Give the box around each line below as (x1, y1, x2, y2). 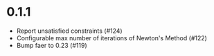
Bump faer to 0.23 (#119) (16, 41, 87, 49)
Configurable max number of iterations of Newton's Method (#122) (16, 33, 207, 42)
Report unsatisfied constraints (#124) (16, 27, 123, 35)
